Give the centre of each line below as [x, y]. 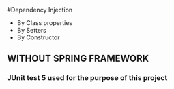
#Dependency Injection [40, 10]
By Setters [31, 30]
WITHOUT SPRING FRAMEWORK [78, 59]
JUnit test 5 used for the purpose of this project [87, 78]
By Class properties [45, 23]
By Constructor [38, 37]
